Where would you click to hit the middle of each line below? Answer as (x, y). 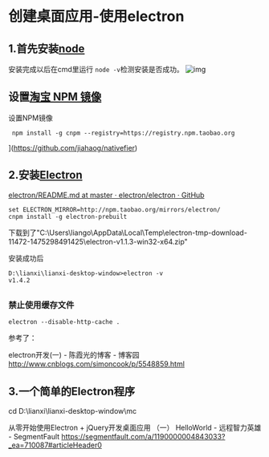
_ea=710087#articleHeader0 (55, 445)
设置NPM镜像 (31, 118)
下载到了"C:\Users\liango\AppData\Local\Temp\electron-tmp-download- (128, 233)
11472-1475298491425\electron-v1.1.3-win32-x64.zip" (98, 241)
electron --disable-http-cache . (64, 322)
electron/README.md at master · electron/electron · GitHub (106, 195)
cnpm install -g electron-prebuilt (68, 216)
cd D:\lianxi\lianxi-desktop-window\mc (73, 411)
